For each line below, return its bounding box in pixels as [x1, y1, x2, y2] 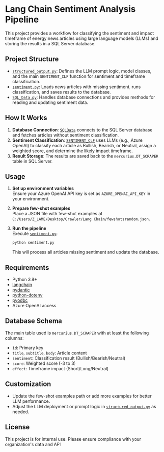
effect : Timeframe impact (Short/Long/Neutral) [12, 365, 109, 371]
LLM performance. [12, 398, 50, 404]
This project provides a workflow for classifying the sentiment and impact [5, 30, 154, 36]
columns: [5, 335, 24, 341]
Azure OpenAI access [12, 303, 56, 309]
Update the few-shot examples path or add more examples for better [12, 393, 152, 399]
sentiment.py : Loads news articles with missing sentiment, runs [12, 84, 141, 90]
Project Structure [5, 55, 59, 64]
